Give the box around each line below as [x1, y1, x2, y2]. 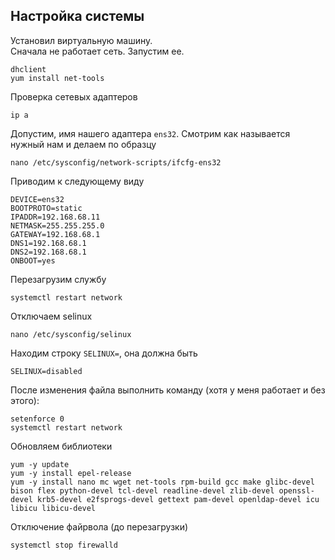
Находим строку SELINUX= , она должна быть [10, 347, 198, 359]
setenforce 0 [10, 414, 65, 424]
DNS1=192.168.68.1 [10, 238, 87, 248]
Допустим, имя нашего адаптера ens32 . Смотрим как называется [10, 127, 291, 139]
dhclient [10, 64, 47, 74]
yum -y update [10, 459, 70, 469]
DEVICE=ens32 [10, 194, 65, 204]
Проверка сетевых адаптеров [10, 90, 138, 103]
